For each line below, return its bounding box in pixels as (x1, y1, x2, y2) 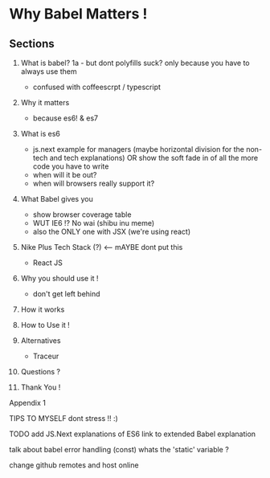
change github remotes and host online (9, 460, 139, 470)
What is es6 (20, 129, 61, 138)
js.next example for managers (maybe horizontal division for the (32, 145, 244, 153)
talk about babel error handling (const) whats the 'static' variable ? (9, 445, 230, 454)
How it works (20, 304, 65, 314)
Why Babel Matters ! (9, 5, 148, 23)
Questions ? (20, 367, 61, 376)
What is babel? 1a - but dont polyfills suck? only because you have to (20, 58, 250, 67)
